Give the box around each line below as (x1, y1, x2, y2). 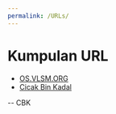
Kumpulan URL (7, 46, 109, 65)
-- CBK (7, 98, 31, 108)
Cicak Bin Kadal (19, 82, 72, 91)
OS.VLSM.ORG (19, 74, 69, 83)
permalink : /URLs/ (7, 11, 69, 20)
